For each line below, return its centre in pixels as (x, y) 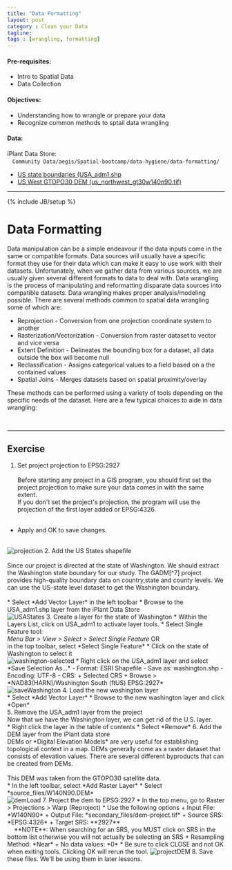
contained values (42, 372)
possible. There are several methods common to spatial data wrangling (108, 300)
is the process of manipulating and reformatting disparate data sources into (115, 285)
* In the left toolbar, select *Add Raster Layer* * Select (85, 786)
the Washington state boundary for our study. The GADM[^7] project (104, 573)
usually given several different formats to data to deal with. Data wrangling (113, 278)
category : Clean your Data (48, 26)
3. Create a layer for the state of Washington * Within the (127, 617)
